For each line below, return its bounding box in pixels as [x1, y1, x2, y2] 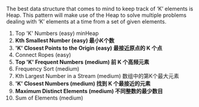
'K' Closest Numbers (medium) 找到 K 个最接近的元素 [15, 80, 151, 87]
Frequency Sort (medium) [15, 65, 80, 72]
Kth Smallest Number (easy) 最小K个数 [15, 37, 115, 44]
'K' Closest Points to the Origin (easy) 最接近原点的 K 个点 [15, 45, 163, 51]
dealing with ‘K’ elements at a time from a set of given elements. [6, 18, 167, 25]
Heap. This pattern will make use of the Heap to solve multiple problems [6, 11, 187, 19]
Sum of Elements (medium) [15, 94, 84, 102]
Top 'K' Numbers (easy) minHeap [15, 30, 99, 37]
